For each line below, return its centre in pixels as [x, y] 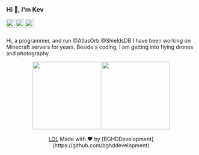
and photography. [28, 53]
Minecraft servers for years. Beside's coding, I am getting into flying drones [100, 47]
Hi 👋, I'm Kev [25, 10]
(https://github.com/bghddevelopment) [101, 145]
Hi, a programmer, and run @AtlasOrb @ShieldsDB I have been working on [99, 41]
